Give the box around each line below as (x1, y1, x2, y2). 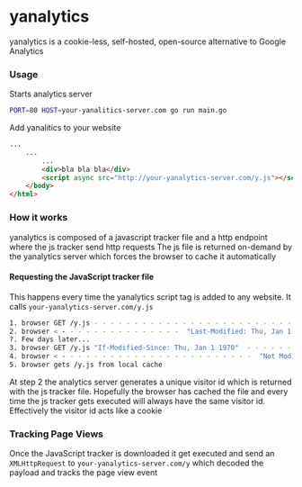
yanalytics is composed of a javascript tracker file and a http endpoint (9, 231, 268, 242)
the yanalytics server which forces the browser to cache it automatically (9, 250, 277, 262)
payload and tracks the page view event (9, 467, 158, 478)
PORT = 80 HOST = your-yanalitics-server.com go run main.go (9, 106, 227, 115)
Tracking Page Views (9, 428, 103, 440)
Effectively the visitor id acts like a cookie (9, 405, 163, 416)
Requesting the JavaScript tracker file (9, 272, 155, 283)
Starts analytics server (9, 88, 93, 100)
